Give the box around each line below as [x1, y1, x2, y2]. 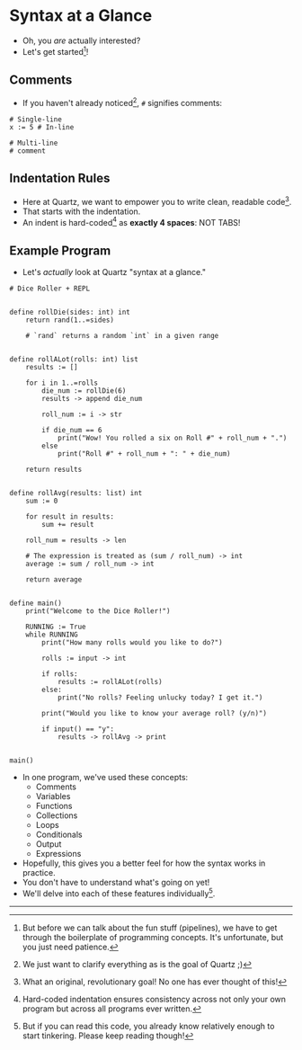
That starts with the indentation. [22, 206, 141, 217]
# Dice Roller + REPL [9, 284, 91, 293]
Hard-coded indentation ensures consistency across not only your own [22, 993, 286, 1004]
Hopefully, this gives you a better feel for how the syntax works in [22, 858, 266, 868]
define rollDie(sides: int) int [9, 307, 130, 316]
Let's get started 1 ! [22, 44, 89, 57]
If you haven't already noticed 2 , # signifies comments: [22, 96, 223, 109]
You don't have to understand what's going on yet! [22, 877, 210, 887]
